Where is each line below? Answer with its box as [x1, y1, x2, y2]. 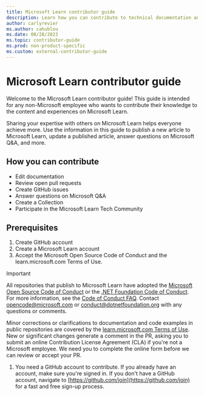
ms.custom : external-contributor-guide [6, 49, 107, 55]
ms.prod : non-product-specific [6, 43, 86, 49]
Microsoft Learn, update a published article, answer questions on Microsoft [6, 132, 194, 140]
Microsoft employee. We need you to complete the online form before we [6, 345, 189, 353]
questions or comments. [6, 308, 67, 315]
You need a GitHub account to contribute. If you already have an [15, 363, 176, 371]
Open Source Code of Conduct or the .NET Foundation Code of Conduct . [6, 288, 189, 296]
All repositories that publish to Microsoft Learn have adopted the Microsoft [6, 282, 193, 289]
